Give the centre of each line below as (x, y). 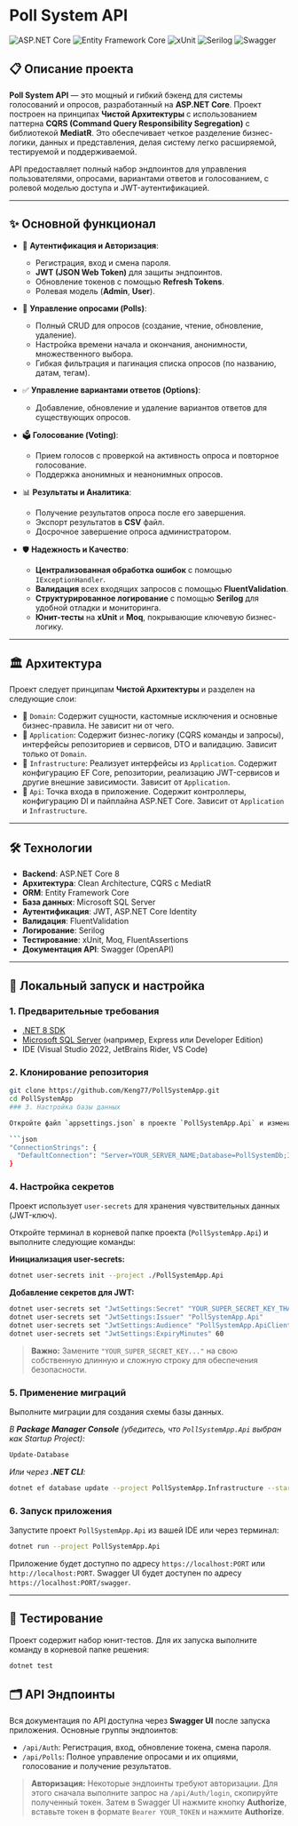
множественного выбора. (84, 354)
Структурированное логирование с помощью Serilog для (147, 598)
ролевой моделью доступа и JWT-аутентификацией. (110, 187)
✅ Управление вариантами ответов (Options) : (111, 390)
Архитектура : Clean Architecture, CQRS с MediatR (116, 883)
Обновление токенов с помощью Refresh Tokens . (129, 282)
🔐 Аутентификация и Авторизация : (90, 245)
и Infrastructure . (55, 810)
